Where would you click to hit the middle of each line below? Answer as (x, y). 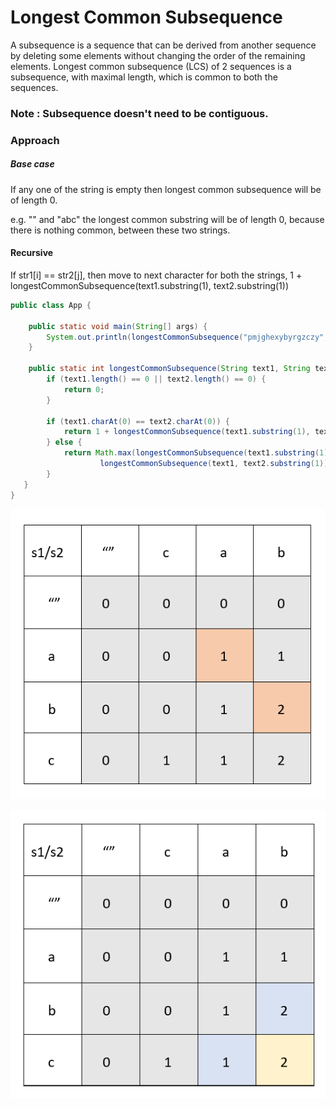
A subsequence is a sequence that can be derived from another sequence (163, 45)
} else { (64, 442)
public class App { (51, 305)
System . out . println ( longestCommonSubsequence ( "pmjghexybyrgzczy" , (187, 337)
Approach (35, 140)
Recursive (32, 253)
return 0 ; (84, 389)
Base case (32, 164)
